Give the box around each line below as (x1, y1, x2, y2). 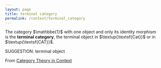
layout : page (5, 7, 31, 12)
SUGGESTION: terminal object (5, 48, 65, 54)
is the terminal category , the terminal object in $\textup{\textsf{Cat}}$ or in (5, 34, 156, 40)
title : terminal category (5, 11, 57, 16)
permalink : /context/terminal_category (5, 16, 86, 21)
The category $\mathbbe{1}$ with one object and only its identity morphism (5, 29, 156, 35)
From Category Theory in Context (5, 58, 72, 64)
